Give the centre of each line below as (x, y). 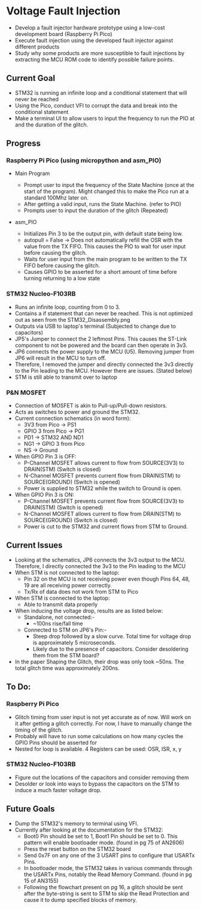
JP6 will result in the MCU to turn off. (60, 358)
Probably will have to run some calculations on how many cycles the (99, 736)
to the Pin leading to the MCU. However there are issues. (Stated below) (103, 370)
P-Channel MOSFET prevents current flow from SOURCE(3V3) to (104, 501)
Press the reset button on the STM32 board (77, 848)
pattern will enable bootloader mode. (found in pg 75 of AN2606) (104, 842)
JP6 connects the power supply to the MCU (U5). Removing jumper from (104, 351)
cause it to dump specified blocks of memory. (80, 899)
